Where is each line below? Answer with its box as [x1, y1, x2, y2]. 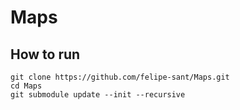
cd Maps [10, 81, 43, 91]
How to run [10, 46, 81, 63]
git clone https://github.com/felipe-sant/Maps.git [10, 72, 230, 82]
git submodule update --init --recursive [10, 90, 186, 100]
